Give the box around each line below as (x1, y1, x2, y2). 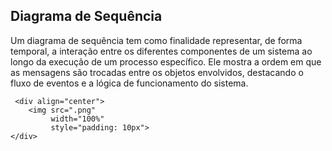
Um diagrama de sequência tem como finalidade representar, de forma (10, 34, 303, 46)
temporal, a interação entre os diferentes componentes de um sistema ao (10, 45, 313, 57)
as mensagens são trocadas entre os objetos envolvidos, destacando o (10, 66, 304, 78)
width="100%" (50, 114, 105, 124)
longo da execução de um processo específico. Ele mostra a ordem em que (10, 55, 322, 68)
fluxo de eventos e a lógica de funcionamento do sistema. (10, 77, 249, 89)
